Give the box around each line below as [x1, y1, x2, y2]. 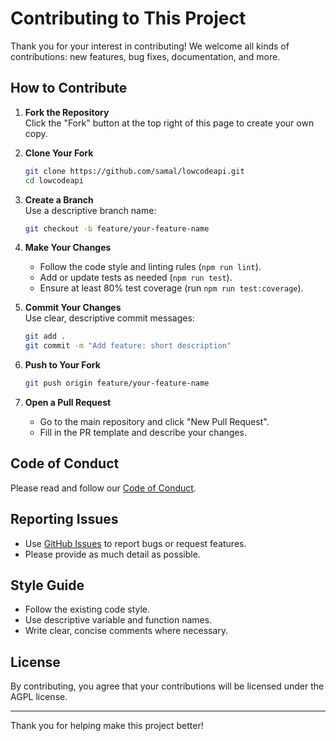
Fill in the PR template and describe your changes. [39, 427, 247, 438]
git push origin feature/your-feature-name [24, 378, 210, 389]
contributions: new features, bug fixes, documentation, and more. [10, 50, 281, 62]
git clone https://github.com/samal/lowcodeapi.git [24, 166, 245, 176]
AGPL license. [10, 691, 68, 703]
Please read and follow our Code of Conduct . [10, 482, 197, 494]
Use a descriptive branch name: [24, 204, 157, 216]
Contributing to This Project [10, 7, 247, 30]
